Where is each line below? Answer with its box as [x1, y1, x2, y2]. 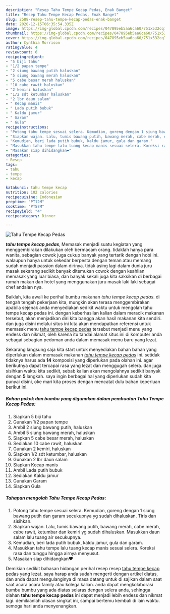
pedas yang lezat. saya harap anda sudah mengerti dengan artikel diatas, [6, 571, 158, 577]
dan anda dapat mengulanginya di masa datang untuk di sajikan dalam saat [6, 576, 162, 582]
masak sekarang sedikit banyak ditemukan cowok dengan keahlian [6, 268, 145, 274]
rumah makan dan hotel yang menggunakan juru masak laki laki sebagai [6, 279, 156, 285]
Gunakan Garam [13, 478, 47, 484]
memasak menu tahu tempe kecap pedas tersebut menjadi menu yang [6, 326, 152, 332]
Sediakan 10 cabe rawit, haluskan [13, 441, 83, 447]
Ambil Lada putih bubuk [13, 467, 63, 473]
